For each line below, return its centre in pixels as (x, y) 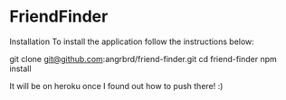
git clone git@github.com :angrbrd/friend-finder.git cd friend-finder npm (143, 59)
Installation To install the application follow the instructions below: (132, 41)
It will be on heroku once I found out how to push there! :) (116, 86)
